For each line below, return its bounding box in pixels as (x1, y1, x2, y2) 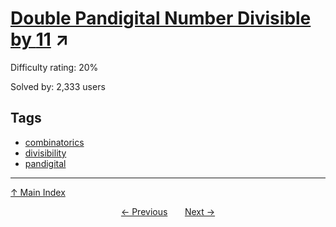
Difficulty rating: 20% (10, 61, 99, 73)
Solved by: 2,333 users (10, 80, 106, 92)
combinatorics (24, 136, 85, 148)
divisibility (24, 147, 67, 159)
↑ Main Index (10, 186, 66, 198)
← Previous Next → (120, 205, 216, 217)
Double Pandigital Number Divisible (10, 7, 312, 30)
